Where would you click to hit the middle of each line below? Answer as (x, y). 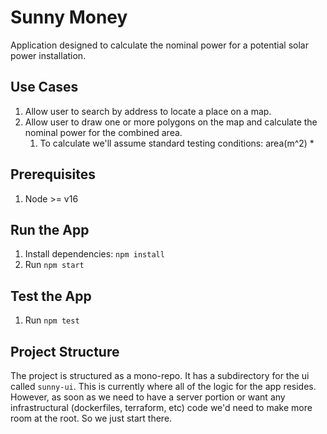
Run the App (50, 229)
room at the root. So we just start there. (91, 418)
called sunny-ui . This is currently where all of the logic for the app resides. (163, 386)
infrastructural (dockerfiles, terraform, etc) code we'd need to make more (161, 407)
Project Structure (65, 351)
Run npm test (52, 320)
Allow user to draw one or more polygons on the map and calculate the (171, 122)
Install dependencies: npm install (94, 254)
